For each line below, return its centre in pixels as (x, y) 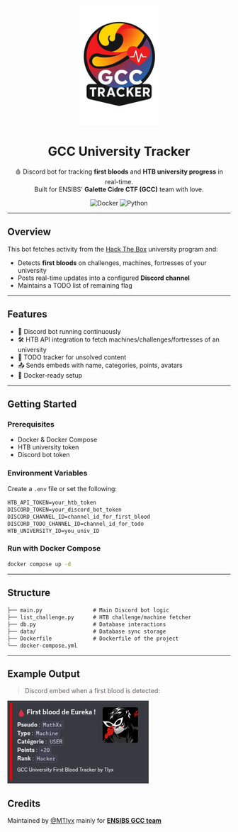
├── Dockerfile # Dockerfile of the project (93, 639)
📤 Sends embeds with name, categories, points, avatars (100, 365)
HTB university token (48, 447)
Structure (29, 593)
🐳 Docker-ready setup (50, 375)
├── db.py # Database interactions (87, 624)
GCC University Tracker (119, 152)
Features (27, 314)
